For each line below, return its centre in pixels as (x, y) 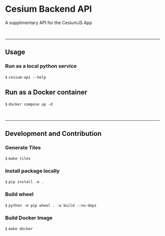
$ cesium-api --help (26, 77)
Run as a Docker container (46, 92)
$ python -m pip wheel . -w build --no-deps (51, 205)
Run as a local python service (41, 66)
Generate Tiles (23, 147)
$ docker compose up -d (29, 105)
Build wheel (19, 194)
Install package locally (32, 171)
